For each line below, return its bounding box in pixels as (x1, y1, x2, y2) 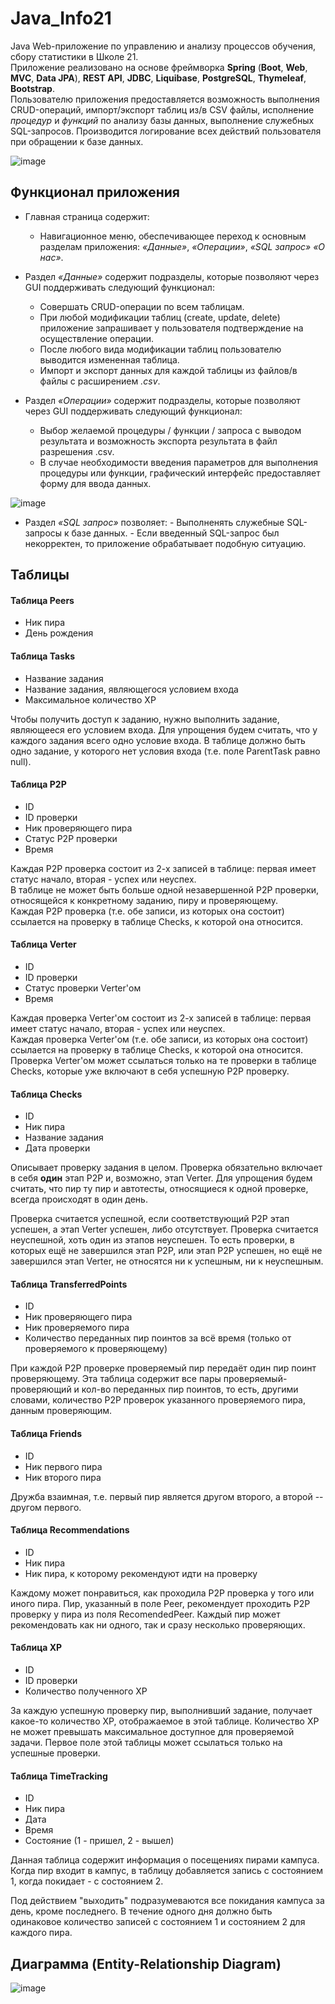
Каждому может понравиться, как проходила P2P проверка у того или (10, 1587, 315, 1599)
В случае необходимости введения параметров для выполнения (39, 456, 319, 468)
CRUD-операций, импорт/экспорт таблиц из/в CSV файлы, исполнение (10, 103, 315, 116)
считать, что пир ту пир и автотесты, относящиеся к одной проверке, (10, 1183, 309, 1195)
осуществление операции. (39, 332, 155, 344)
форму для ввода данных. (39, 477, 152, 489)
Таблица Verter (10, 938, 77, 951)
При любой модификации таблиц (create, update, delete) (39, 311, 281, 323)
